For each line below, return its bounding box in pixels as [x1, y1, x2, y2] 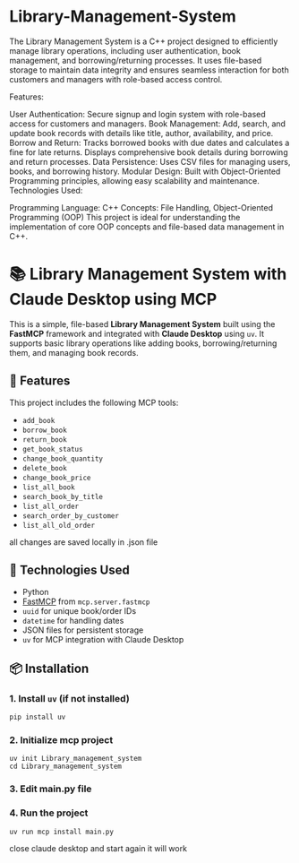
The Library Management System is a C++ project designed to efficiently [9, 36, 278, 47]
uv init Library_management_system [9, 755, 142, 764]
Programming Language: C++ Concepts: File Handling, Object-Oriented [9, 202, 273, 212]
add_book [21, 416, 56, 425]
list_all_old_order [21, 521, 96, 530]
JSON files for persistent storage [21, 625, 144, 635]
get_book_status [21, 444, 83, 453]
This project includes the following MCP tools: [9, 397, 179, 408]
